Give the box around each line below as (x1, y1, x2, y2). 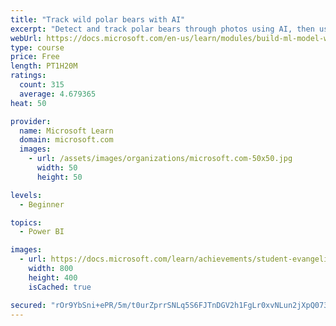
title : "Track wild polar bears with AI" (10, 14, 186, 25)
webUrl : (10, 33, 43, 43)
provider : (10, 116, 52, 126)
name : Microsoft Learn (19, 126, 114, 136)
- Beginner (19, 199, 65, 210)
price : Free (10, 52, 60, 62)
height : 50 (36, 172, 83, 182)
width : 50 (36, 163, 78, 173)
